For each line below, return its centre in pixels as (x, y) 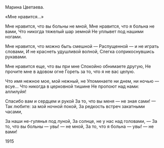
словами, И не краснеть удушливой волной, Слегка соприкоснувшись (80, 52)
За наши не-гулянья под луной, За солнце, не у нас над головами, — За (81, 121)
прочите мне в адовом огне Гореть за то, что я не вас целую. (70, 72)
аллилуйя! (16, 92)
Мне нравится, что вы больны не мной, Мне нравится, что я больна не (80, 26)
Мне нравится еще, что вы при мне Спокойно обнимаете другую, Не (78, 66)
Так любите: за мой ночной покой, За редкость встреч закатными (75, 106)
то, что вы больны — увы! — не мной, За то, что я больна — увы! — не (80, 126)
